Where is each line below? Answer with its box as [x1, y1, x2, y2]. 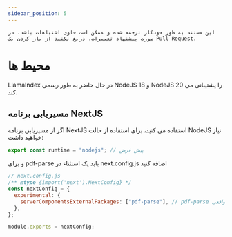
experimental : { [14, 192, 61, 198]
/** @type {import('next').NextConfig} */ [8, 179, 132, 186]
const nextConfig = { [8, 185, 70, 192]
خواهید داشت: [8, 134, 44, 142]
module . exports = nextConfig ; [8, 223, 95, 231]
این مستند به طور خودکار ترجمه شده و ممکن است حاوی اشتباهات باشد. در [8, 29, 215, 36]
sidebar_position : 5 [8, 10, 68, 17]
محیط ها [8, 58, 51, 73]
